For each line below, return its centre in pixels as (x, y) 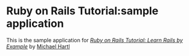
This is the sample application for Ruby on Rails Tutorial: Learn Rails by (94, 40)
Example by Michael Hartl (38, 46)
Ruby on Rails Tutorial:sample (82, 11)
